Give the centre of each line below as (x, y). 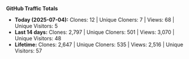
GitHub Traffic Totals (32, 8)
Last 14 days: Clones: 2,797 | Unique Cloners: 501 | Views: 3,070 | (95, 32)
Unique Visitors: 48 (38, 38)
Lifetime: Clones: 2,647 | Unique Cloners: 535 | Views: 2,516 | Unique (99, 44)
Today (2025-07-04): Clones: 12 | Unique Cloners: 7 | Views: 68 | (95, 20)
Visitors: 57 (28, 51)
